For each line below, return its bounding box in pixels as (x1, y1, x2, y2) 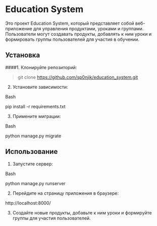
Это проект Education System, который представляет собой (5, 20, 135, 26)
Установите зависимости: (12, 84, 68, 90)
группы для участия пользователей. (12, 215, 91, 221)
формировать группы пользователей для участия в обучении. (5, 36, 140, 42)
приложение (5, 25, 33, 31)
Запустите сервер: (12, 160, 53, 167)
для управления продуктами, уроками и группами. (33, 25, 144, 31)
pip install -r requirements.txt (5, 103, 66, 109)
